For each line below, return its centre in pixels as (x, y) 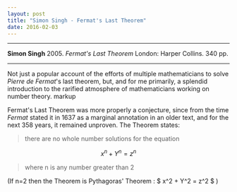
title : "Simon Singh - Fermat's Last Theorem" (77, 20)
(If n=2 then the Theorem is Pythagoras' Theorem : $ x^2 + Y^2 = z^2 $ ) (113, 181)
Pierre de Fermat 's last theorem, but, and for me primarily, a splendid (108, 81)
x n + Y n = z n (119, 153)
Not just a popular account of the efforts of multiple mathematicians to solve (118, 74)
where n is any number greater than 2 (79, 167)
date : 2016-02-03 (33, 27)
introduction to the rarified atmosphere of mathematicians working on (108, 89)
